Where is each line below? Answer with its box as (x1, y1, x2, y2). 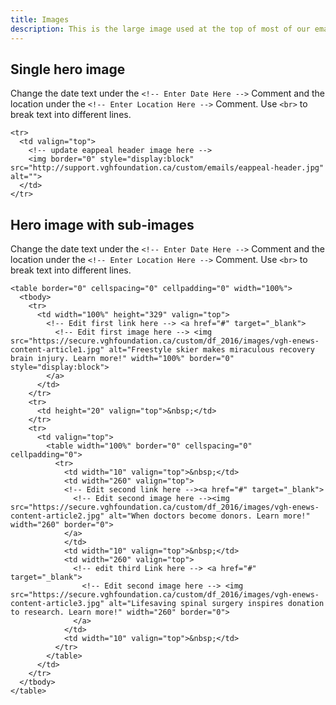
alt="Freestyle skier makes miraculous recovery (108, 345, 315, 355)
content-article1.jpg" (10, 345, 105, 355)
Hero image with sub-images (10, 216, 195, 233)
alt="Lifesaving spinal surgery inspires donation (108, 599, 325, 609)
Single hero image (10, 61, 126, 78)
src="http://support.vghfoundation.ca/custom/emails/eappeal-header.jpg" (10, 163, 325, 173)
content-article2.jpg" (10, 511, 105, 521)
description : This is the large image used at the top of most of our (10, 24, 311, 34)
